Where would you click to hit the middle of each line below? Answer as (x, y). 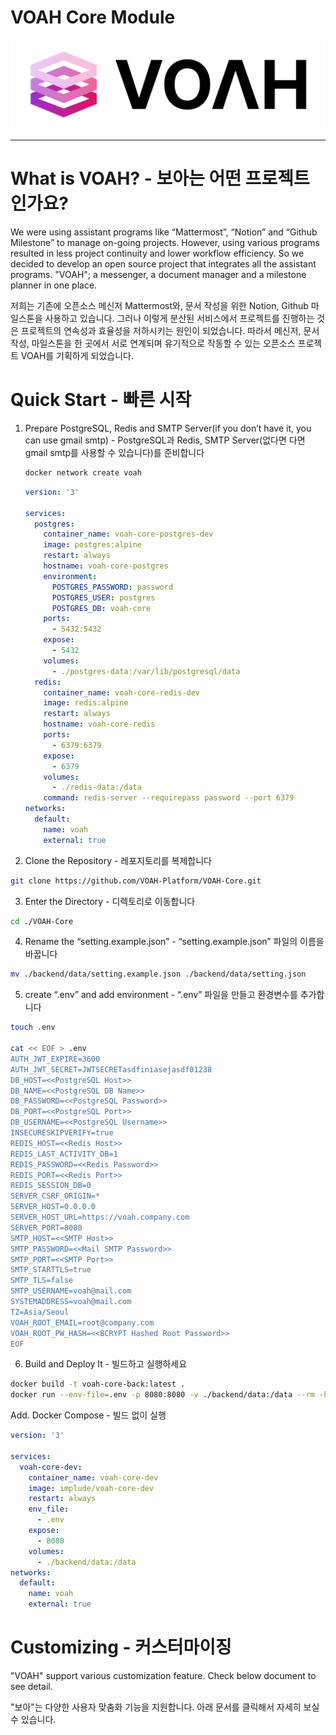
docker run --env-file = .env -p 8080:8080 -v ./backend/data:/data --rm (162, 1395)
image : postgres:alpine (92, 545)
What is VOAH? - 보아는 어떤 (126, 178)
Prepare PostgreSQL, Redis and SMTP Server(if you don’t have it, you (168, 428)
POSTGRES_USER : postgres (103, 597)
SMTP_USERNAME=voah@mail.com (71, 1291)
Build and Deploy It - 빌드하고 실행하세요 (106, 1364)
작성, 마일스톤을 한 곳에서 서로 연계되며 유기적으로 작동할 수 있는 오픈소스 (153, 343)
